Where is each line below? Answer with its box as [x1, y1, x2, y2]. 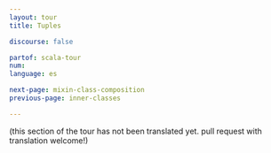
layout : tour [9, 12, 58, 22]
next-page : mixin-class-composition [9, 86, 145, 95]
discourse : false [9, 37, 74, 46]
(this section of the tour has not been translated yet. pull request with [9, 126, 262, 136]
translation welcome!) [9, 134, 89, 146]
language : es [9, 70, 58, 79]
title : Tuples [9, 21, 62, 30]
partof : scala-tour [9, 53, 82, 62]
